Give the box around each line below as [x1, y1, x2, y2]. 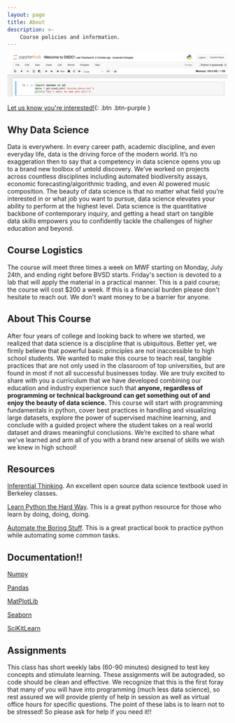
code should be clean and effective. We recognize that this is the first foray [7, 678, 224, 687]
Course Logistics [7, 245, 83, 257]
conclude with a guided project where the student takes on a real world [7, 420, 213, 429]
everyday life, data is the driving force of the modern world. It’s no [7, 150, 198, 158]
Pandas [7, 584, 29, 592]
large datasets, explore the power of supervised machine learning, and [7, 413, 211, 422]
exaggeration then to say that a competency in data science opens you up [7, 157, 221, 166]
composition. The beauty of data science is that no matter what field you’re [7, 187, 224, 195]
